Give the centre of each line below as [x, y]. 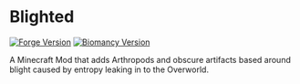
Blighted [42, 17]
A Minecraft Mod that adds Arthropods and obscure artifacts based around [150, 59]
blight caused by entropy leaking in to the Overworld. [109, 69]
